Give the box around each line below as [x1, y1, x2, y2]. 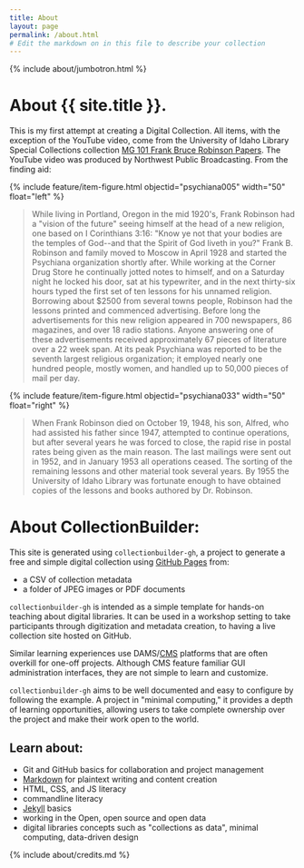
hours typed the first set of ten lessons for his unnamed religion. [31, 286, 272, 297]
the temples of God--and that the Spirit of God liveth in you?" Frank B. [31, 238, 293, 249]
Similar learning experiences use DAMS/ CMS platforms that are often [9, 648, 268, 659]
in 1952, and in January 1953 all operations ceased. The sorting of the [31, 456, 293, 468]
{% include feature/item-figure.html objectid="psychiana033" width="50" [9, 390, 286, 401]
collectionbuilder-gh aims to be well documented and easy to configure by [9, 685, 294, 695]
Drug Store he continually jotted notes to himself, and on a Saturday [31, 267, 285, 278]
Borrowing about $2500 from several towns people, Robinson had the [31, 296, 293, 307]
